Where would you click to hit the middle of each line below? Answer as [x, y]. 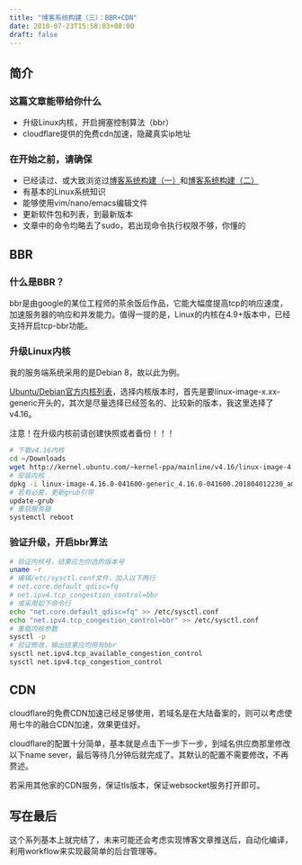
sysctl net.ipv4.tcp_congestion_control [86, 662]
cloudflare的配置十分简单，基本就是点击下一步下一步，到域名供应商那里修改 [150, 743]
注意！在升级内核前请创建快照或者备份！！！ [92, 433]
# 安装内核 [27, 475]
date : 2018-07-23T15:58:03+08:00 [72, 26]
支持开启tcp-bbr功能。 [51, 326]
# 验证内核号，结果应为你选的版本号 [67, 561]
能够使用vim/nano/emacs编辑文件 [85, 203]
